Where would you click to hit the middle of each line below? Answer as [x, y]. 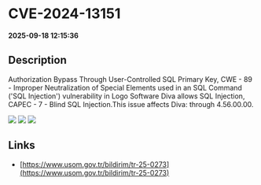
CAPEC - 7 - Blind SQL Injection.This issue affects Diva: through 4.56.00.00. [131, 104]
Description [37, 60]
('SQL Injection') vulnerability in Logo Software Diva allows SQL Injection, [127, 96]
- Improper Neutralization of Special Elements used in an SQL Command [125, 87]
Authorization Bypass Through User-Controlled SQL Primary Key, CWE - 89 [130, 79]
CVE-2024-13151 [64, 14]
